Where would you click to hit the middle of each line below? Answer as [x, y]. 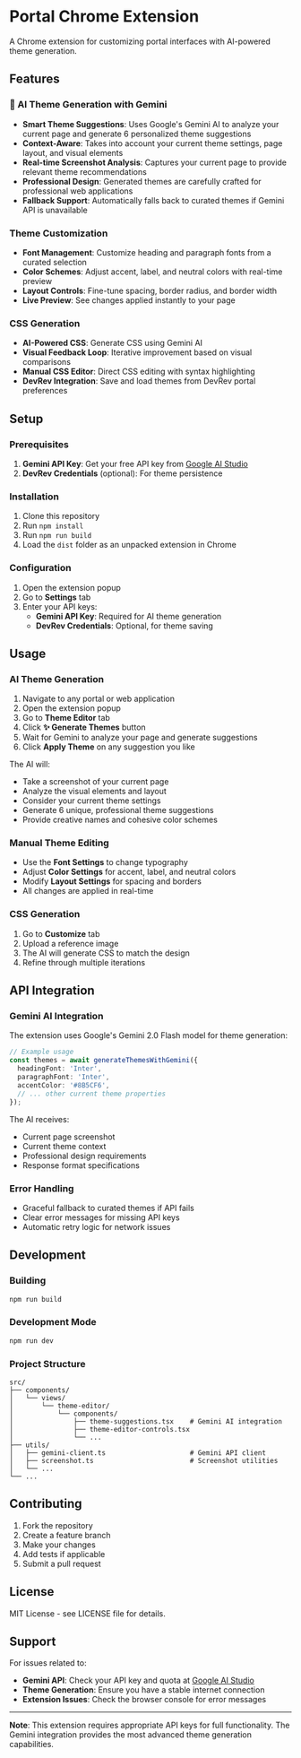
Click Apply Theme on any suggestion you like [108, 747]
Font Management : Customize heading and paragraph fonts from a [146, 252]
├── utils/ [30, 1445]
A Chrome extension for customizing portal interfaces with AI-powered [140, 41]
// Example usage [42, 1052]
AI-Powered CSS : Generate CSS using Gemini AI [112, 343]
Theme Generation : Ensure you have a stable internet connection [143, 1690]
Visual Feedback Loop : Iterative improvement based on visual [137, 352]
